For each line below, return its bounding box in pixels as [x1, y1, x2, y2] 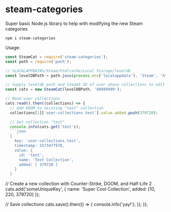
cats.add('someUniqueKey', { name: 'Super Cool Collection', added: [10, [5, 186, 156, 192]
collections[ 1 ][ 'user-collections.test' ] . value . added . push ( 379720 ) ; [10, 110, 158, 115]
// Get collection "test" [10, 119, 65, 125]
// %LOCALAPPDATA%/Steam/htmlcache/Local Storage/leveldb [5, 68, 131, 73]
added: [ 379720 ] [18, 162, 58, 167]
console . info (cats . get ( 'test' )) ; [10, 124, 81, 129]
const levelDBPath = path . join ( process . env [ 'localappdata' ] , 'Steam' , [5, 73, 158, 78]
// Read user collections [5, 96, 60, 101]
